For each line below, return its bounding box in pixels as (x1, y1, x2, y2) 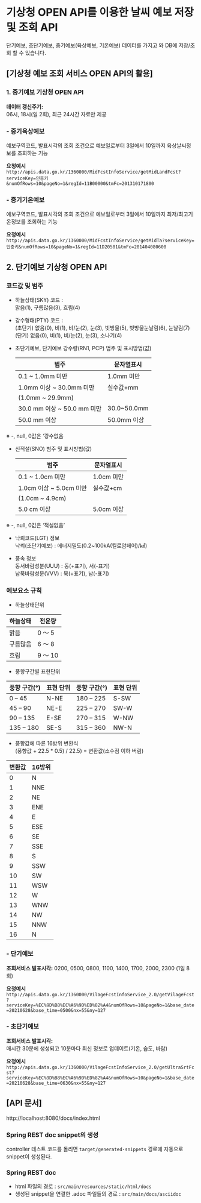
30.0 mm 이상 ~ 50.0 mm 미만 (17, 404, 102, 413)
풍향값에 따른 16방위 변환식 (14, 740, 79, 747)
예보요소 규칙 (6, 586, 42, 594)
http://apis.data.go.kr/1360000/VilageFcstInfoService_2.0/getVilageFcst (6, 991, 195, 997)
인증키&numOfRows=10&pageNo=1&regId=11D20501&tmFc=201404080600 (6, 244, 167, 250)
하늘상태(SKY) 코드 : (14, 296, 64, 303)
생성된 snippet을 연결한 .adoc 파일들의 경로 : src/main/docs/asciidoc (14, 1190, 182, 1198)
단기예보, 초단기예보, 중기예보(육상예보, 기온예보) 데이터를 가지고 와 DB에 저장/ (6, 42, 191, 49)
